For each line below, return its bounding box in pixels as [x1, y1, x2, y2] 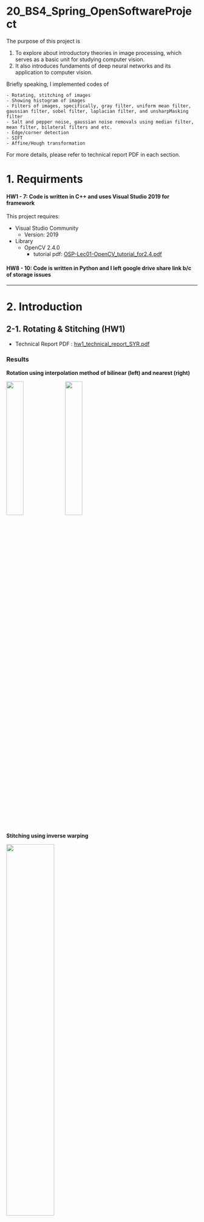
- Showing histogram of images [6, 98, 86, 104]
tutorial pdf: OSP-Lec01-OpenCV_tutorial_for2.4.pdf [33, 250, 162, 258]
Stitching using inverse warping [6, 832, 89, 839]
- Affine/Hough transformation [6, 140, 86, 146]
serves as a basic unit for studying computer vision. [15, 55, 145, 63]
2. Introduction [6, 300, 83, 313]
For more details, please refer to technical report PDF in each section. [6, 151, 180, 158]
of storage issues [6, 271, 52, 278]
